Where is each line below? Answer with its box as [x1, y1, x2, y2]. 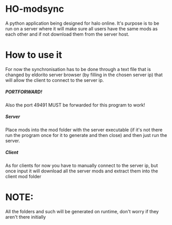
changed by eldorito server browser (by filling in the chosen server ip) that [5, 72, 163, 78]
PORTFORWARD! [5, 89, 43, 95]
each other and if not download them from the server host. [5, 31, 129, 37]
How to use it [5, 49, 63, 61]
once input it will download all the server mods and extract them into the [5, 168, 158, 174]
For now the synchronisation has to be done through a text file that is [5, 66, 151, 72]
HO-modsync [5, 3, 64, 15]
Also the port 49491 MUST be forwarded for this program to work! [5, 101, 145, 108]
